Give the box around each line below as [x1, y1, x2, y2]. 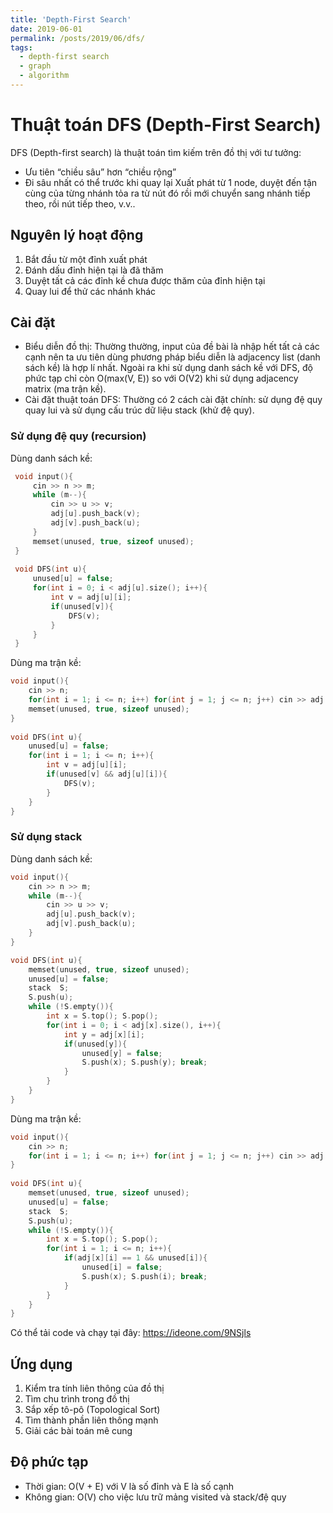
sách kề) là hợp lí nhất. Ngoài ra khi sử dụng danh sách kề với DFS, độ [24, 362, 313, 374]
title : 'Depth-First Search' [10, 14, 132, 25]
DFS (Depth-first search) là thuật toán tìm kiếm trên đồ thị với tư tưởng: [10, 146, 302, 158]
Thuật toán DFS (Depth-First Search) [10, 114, 322, 136]
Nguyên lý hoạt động [10, 227, 144, 244]
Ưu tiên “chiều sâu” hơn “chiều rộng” [24, 166, 177, 178]
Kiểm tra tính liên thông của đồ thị [24, 1382, 165, 1395]
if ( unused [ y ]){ [63, 1039, 128, 1049]
